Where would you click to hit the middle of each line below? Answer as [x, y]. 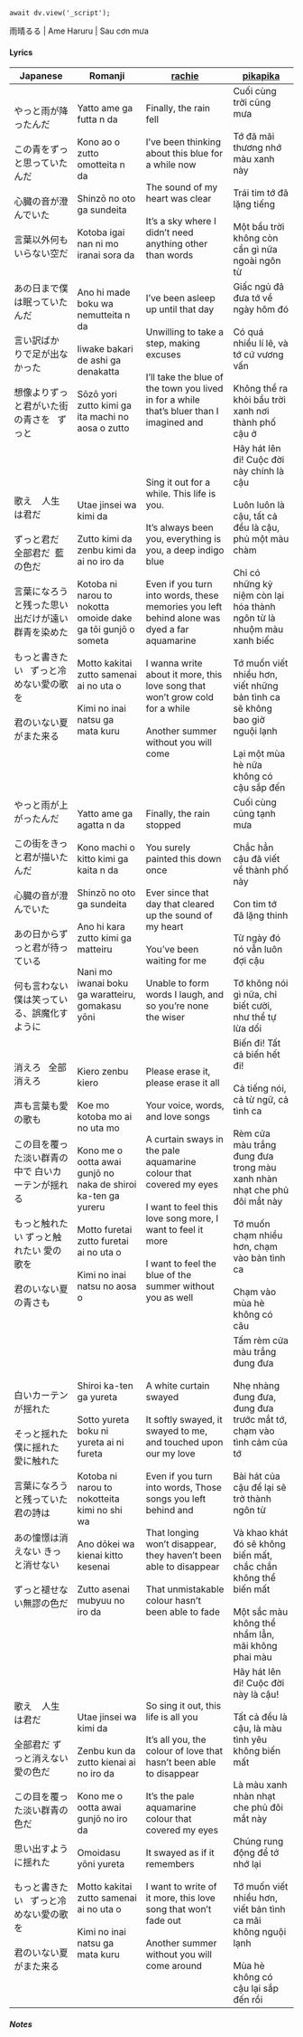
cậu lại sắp [256, 1988]
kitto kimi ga [103, 859]
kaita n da [98, 870]
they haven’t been [184, 1556]
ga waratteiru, [106, 995]
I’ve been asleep [180, 298]
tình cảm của [261, 1443]
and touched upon [184, 1443]
